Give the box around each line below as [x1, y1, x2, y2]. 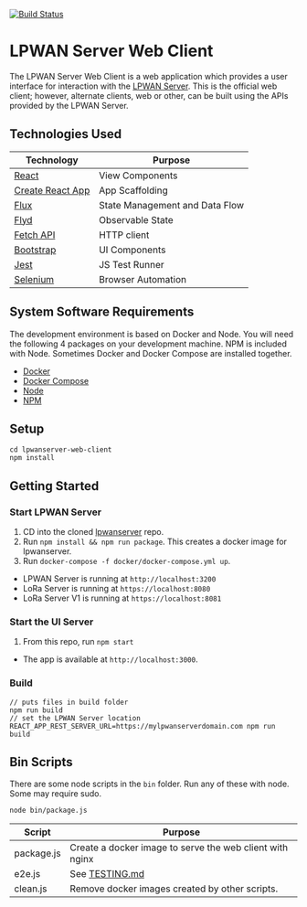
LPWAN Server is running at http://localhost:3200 [22, 573, 217, 584]
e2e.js [14, 868, 41, 880]
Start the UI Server [9, 615, 94, 628]
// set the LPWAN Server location [9, 713, 142, 722]
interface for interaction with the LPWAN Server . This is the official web [9, 80, 278, 91]
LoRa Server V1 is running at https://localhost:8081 [22, 592, 222, 603]
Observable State [99, 213, 174, 226]
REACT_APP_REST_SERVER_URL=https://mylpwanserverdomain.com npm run [9, 721, 276, 731]
